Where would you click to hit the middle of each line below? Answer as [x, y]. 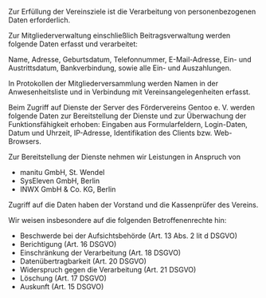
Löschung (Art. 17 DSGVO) [63, 278]
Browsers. [25, 141]
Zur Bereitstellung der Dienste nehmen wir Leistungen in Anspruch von [125, 157]
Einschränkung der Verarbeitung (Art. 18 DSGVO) [100, 252]
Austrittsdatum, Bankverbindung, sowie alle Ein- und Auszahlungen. [120, 68]
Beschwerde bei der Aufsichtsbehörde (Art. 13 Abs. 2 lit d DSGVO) [128, 236]
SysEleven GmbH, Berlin [60, 181]
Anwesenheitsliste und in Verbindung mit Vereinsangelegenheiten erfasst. [129, 92]
